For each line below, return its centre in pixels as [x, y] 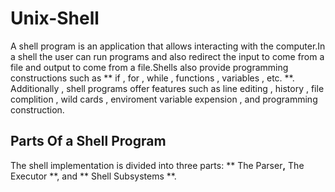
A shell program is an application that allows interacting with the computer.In [168, 46]
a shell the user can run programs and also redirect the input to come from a [167, 56]
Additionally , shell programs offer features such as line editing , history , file [167, 88]
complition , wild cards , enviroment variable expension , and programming [164, 99]
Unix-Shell [55, 18]
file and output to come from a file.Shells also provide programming [149, 67]
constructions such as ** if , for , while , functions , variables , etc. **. [152, 78]
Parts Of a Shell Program [88, 141]
